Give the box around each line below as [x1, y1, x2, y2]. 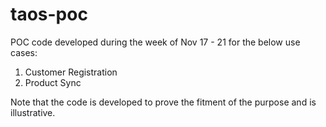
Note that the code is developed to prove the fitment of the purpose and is [10, 96, 317, 108]
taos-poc [10, 3, 88, 26]
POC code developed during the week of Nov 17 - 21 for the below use [10, 36, 301, 48]
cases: [10, 46, 38, 58]
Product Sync [24, 76, 82, 88]
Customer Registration [24, 66, 118, 78]
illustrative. [10, 106, 56, 118]
